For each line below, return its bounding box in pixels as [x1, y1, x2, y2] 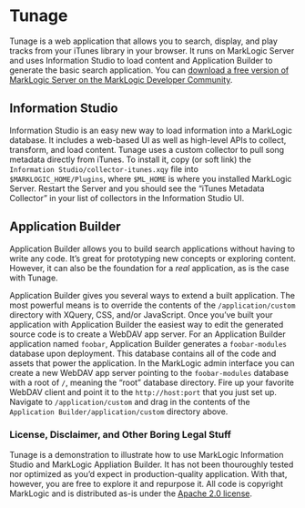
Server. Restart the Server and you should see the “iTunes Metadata [9, 183, 265, 194]
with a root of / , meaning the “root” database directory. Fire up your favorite [9, 377, 294, 388]
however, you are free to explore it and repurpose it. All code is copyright [9, 478, 284, 489]
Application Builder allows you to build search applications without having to [9, 243, 296, 254]
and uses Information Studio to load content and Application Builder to [9, 55, 273, 66]
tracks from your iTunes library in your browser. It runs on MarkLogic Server [9, 45, 295, 56]
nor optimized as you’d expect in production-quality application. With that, [9, 468, 288, 479]
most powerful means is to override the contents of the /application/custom [9, 300, 296, 310]
